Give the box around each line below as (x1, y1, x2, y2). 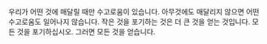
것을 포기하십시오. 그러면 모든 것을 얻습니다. (16, 27, 156, 36)
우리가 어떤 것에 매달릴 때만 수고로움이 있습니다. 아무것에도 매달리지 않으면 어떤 (8, 7, 260, 16)
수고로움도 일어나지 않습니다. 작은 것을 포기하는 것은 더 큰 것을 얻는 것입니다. (8, 17, 251, 26)
